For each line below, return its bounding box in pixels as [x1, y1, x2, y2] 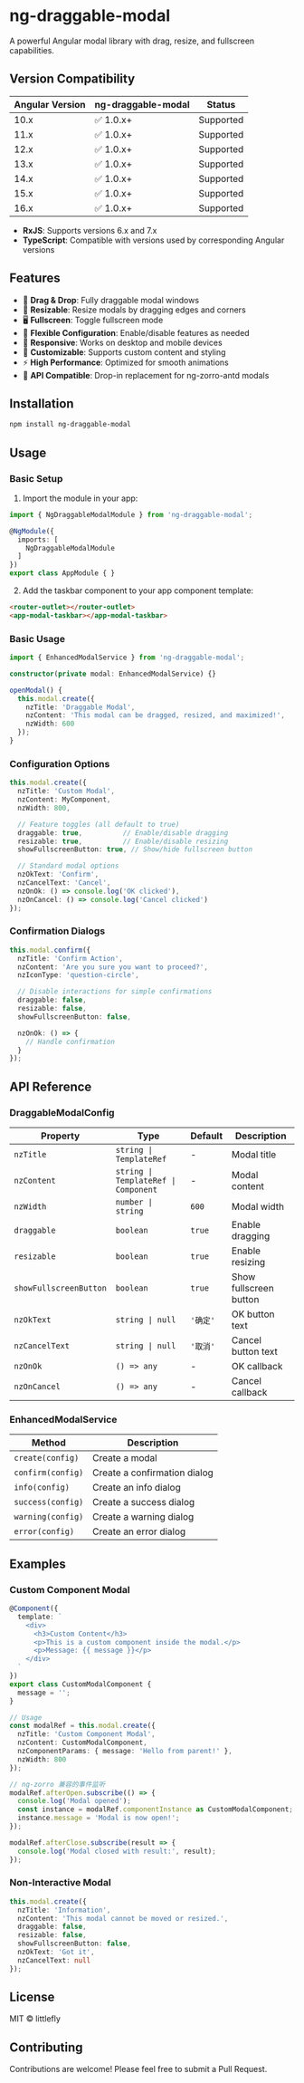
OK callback [231, 1360, 283, 1373]
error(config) [14, 1527, 75, 1537]
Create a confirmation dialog [91, 1466, 214, 1479]
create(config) [14, 1453, 80, 1464]
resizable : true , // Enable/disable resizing [17, 837, 229, 846]
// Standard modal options [17, 861, 119, 870]
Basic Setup [9, 472, 63, 485]
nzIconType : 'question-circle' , [17, 971, 140, 980]
